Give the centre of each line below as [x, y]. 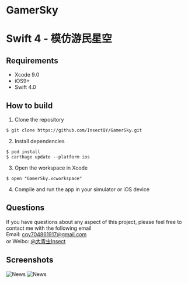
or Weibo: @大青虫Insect [36, 241]
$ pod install [23, 152]
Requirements [32, 61]
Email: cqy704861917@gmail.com [46, 234]
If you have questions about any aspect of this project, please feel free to [94, 222]
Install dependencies [40, 141]
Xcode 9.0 [27, 75]
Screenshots [30, 260]
